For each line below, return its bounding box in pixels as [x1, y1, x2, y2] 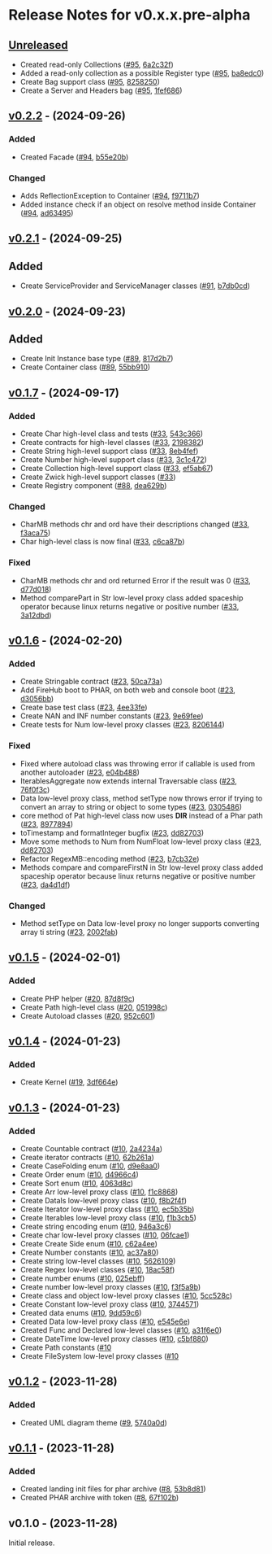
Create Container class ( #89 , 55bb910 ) [19, 362, 151, 372]
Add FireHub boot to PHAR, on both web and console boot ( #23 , [19, 685, 235, 695]
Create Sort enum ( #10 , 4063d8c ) [19, 1178, 134, 1189]
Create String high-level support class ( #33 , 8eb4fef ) [19, 446, 199, 456]
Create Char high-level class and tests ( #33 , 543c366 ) [19, 429, 204, 439]
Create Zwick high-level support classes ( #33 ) [19, 472, 176, 482]
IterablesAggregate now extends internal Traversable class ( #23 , [19, 775, 237, 786]
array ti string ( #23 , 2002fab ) [19, 927, 119, 936]
